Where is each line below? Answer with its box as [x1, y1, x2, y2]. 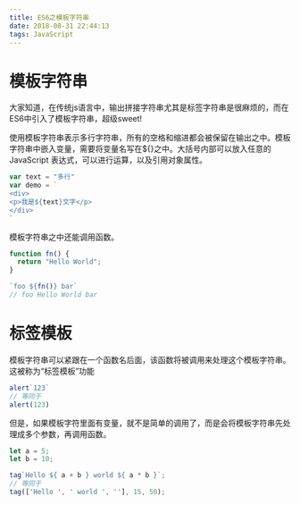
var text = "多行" [9, 173, 75, 181]
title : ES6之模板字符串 [9, 13, 89, 22]
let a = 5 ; [9, 446, 50, 456]
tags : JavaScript [9, 29, 74, 38]
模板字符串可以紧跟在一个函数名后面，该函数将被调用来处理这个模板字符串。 [9, 354, 291, 365]
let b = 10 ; [9, 455, 54, 464]
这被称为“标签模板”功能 [9, 366, 96, 376]
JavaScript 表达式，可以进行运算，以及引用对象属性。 [9, 155, 208, 165]
